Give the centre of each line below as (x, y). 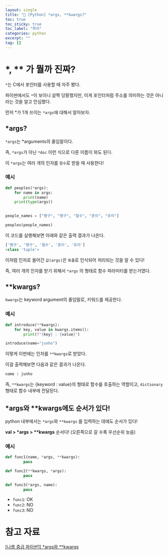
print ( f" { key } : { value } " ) (52, 334)
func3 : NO (23, 510)
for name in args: (34, 193)
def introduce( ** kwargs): (32, 325)
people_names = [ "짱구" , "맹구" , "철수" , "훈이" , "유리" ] (62, 216)
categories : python (26, 33)
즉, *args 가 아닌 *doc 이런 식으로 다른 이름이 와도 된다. (59, 152)
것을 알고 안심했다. (33, 101)
